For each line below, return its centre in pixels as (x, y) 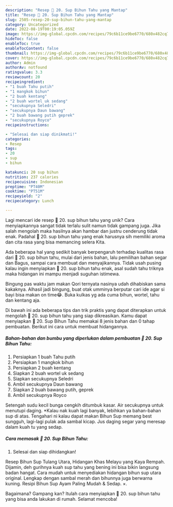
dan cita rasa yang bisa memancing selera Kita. (56, 242)
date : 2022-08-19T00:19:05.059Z (40, 29)
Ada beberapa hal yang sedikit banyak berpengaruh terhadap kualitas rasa (84, 252)
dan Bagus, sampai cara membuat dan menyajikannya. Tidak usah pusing (83, 263)
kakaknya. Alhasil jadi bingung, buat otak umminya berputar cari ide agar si (85, 289)
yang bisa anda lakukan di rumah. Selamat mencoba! (61, 499)
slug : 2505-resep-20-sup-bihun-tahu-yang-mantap (58, 20)
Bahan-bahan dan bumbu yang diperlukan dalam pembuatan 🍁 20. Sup (84, 338)
